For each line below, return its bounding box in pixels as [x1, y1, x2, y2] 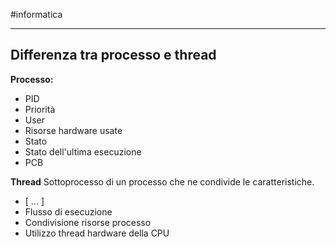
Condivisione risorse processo [24, 216, 152, 228]
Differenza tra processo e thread [10, 47, 217, 64]
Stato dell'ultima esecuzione [24, 145, 142, 158]
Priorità [24, 103, 56, 115]
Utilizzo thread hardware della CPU [24, 227, 170, 239]
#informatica [10, 9, 63, 20]
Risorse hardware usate [24, 124, 123, 136]
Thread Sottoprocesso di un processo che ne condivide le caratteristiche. [10, 175, 315, 188]
